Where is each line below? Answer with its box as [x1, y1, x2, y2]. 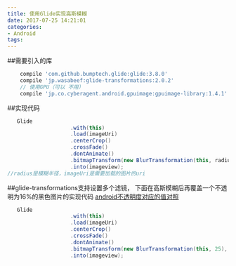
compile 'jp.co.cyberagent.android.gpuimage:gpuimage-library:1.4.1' [20, 90, 228, 97]
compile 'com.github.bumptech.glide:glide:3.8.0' [20, 71, 169, 78]
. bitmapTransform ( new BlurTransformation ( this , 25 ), [70, 245, 228, 253]
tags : [7, 36, 23, 44]
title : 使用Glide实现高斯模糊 [7, 10, 88, 18]
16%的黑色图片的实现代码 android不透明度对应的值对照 [19, 192, 179, 201]
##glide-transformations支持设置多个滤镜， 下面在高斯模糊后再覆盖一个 [7, 183, 216, 192]
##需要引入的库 [7, 57, 53, 65]
